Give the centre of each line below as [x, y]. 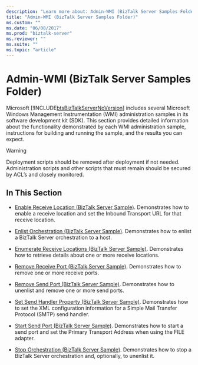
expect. [15, 139]
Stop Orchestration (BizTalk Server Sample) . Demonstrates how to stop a [103, 349]
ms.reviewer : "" [26, 39]
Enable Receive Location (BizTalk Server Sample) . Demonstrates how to [102, 207]
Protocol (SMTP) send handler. [52, 314]
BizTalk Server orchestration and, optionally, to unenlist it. [85, 356]
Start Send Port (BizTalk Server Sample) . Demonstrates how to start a [99, 326]
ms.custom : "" [24, 22]
